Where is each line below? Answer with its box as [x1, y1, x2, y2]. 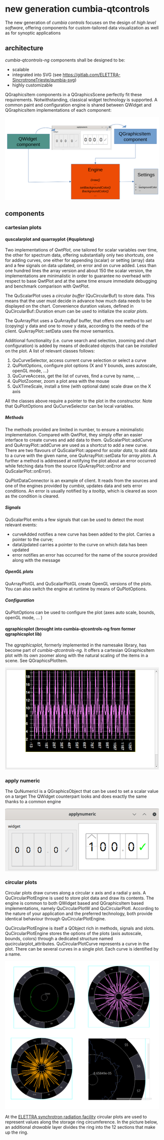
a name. [5, 951, 21, 957]
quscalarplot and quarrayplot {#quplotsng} [5, 236, 95, 242]
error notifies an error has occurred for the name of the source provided [12, 552, 158, 558]
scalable [12, 66, 29, 72]
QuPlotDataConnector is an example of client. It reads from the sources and [5, 477, 158, 484]
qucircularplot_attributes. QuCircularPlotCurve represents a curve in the [5, 941, 150, 947]
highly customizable [12, 82, 53, 88]
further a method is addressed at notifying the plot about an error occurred [5, 458, 156, 464]
